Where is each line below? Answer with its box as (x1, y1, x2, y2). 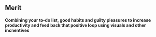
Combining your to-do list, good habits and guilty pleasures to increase (5, 17, 151, 23)
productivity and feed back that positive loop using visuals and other (5, 22, 146, 28)
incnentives (5, 27, 29, 33)
